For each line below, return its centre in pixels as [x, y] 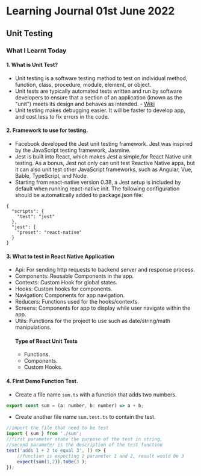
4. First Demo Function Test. [42, 381]
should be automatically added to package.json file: [79, 195]
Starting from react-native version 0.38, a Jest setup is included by [98, 182]
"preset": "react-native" [50, 232]
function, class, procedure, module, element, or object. [83, 84]
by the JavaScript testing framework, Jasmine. [73, 150]
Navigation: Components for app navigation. [70, 295]
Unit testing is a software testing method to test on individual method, [101, 78]
